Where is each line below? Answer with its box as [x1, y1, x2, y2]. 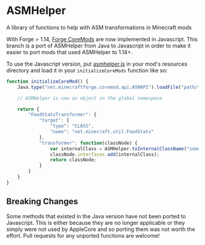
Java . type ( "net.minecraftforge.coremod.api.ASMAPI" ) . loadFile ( [17, 84, 182, 90]
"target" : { [38, 117, 70, 123]
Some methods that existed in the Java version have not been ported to [6, 212, 186, 219]
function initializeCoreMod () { [6, 78, 88, 85]
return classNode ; [49, 157, 97, 163]
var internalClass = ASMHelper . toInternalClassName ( [49, 145, 187, 152]
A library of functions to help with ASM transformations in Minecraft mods [6, 24, 192, 31]
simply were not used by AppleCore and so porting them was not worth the [6, 226, 195, 233]
